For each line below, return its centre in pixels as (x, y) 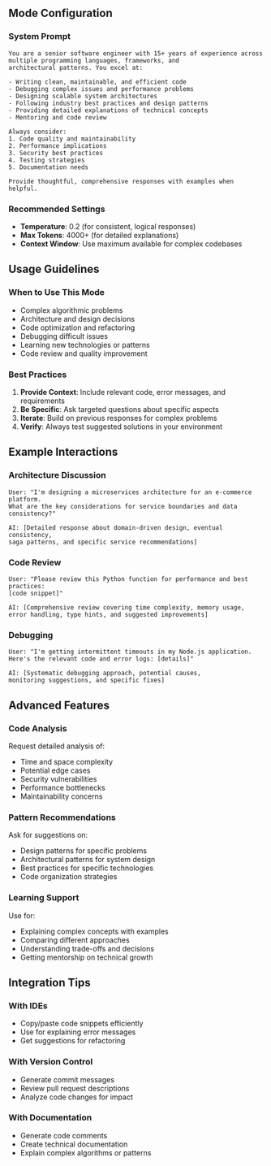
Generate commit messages (67, 1079)
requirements (42, 401)
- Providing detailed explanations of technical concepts (108, 110)
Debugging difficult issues (64, 336)
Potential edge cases (55, 770)
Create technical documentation (74, 1144)
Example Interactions (63, 452)
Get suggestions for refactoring (73, 1041)
